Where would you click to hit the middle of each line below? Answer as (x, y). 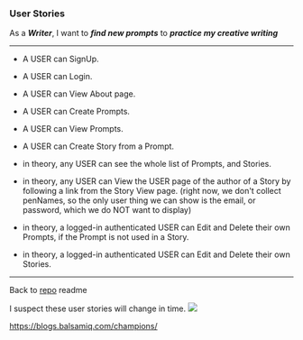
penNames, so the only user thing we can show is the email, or (139, 200)
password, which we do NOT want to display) (107, 210)
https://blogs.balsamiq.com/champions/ (83, 326)
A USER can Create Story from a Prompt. (98, 146)
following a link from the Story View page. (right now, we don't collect (151, 191)
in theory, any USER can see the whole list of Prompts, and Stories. (147, 164)
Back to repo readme (48, 290)
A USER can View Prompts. (73, 129)
